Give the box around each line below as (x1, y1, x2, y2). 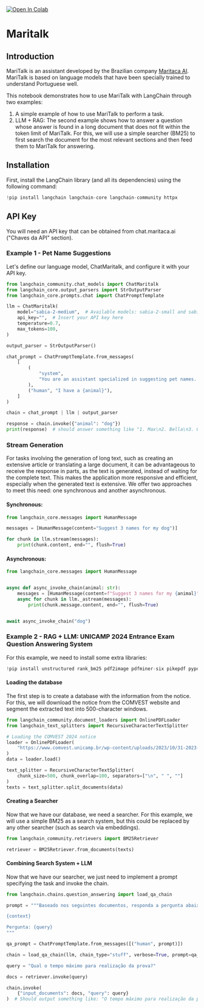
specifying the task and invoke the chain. (6, 879, 109, 887)
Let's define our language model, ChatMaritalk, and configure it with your (6, 263, 190, 270)
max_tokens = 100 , (17, 326, 59, 332)
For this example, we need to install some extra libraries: (6, 654, 148, 661)
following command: (6, 182, 58, 190)
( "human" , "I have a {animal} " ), (28, 387, 113, 393)
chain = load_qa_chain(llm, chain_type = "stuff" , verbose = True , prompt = (6, 951, 191, 958)
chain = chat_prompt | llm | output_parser (6, 410, 118, 416)
